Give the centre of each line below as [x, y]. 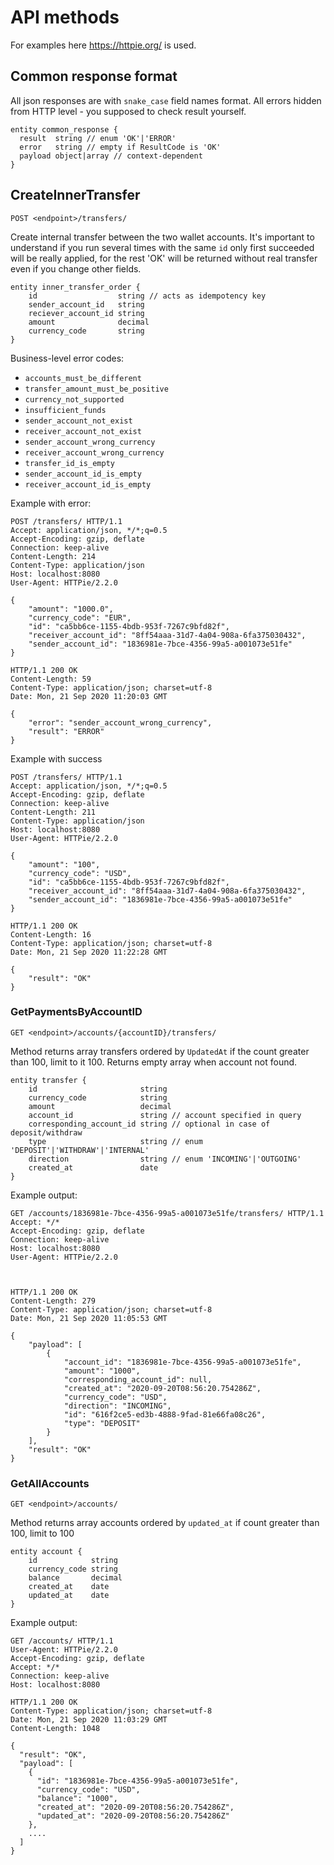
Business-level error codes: [67, 358]
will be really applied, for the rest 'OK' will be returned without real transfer [164, 258]
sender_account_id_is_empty [83, 474]
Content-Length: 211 [53, 812]
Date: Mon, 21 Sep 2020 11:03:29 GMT [89, 1720]
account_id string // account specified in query [165, 1115]
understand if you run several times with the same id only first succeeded [162, 247]
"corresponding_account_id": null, [138, 1379]
